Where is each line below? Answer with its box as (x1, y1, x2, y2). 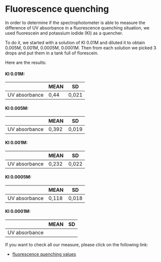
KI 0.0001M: (5, 209, 31, 214)
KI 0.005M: (5, 105, 28, 111)
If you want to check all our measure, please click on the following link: (5, 241, 148, 247)
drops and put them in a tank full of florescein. (5, 50, 99, 56)
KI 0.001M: (5, 139, 28, 145)
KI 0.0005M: (5, 174, 32, 180)
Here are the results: (5, 59, 47, 65)
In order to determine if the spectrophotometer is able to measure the (5, 20, 146, 26)
